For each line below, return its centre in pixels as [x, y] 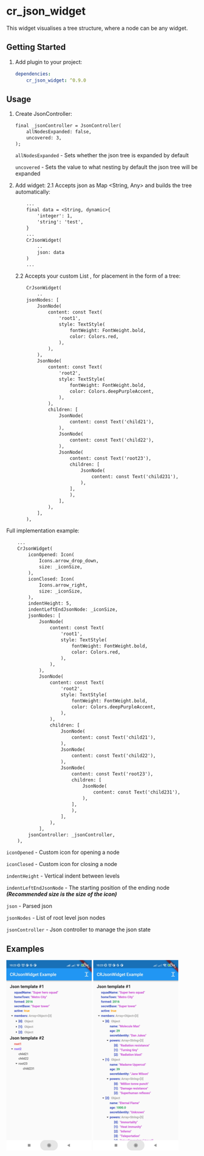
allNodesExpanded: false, [59, 132]
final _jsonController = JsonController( [68, 126]
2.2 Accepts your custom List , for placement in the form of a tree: [98, 276]
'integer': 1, [55, 216]
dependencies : [33, 74]
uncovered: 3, [44, 138]
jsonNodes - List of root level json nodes [56, 918]
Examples [25, 949]
